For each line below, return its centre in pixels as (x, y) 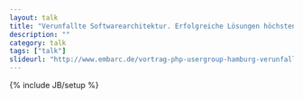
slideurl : (28, 59)
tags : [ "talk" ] (38, 51)
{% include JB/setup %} (54, 85)
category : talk (38, 43)
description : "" (40, 34)
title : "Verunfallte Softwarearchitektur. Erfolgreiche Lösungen (134, 26)
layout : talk (34, 18)
